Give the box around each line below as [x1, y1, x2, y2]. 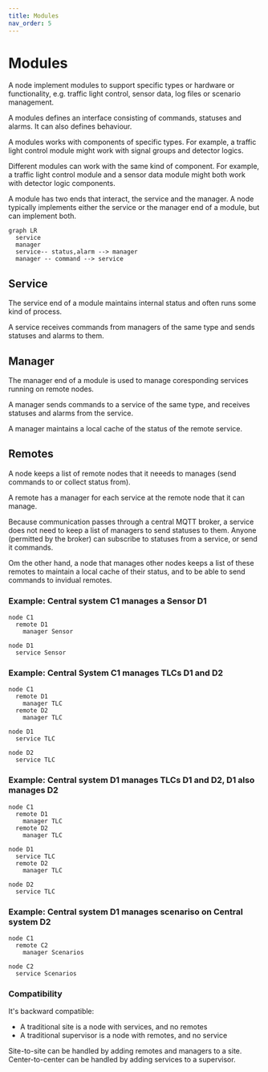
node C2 [8, 963, 35, 971]
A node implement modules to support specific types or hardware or [8, 80, 235, 90]
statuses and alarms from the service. [8, 408, 134, 418]
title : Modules [8, 11, 59, 20]
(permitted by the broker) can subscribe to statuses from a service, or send [8, 534, 258, 543]
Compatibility [8, 987, 63, 999]
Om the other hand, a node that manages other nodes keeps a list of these [8, 558, 254, 567]
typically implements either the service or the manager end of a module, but [8, 203, 260, 212]
